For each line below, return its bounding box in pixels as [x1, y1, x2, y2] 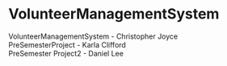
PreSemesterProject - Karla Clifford [8, 39, 127, 49]
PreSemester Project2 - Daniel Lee [8, 48, 124, 58]
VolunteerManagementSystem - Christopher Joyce [8, 31, 179, 41]
